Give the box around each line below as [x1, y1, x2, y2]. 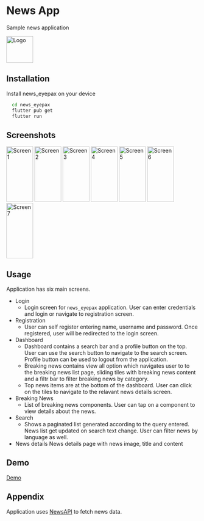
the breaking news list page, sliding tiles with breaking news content [24, 369, 196, 376]
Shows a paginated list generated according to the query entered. [24, 421, 190, 428]
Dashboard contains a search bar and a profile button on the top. [24, 343, 188, 350]
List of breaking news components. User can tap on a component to [24, 401, 195, 408]
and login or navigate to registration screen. [24, 310, 134, 318]
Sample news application [6, 24, 69, 31]
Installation [6, 74, 50, 84]
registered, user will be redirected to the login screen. [24, 330, 160, 337]
